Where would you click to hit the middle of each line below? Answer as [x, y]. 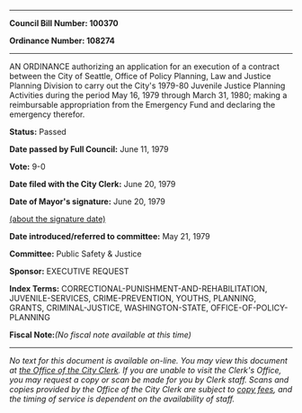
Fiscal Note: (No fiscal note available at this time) [100, 335]
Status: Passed [38, 132]
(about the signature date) [58, 219]
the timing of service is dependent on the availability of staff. [122, 399]
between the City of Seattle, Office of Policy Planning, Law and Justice [140, 76]
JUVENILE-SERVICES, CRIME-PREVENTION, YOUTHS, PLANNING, [133, 298]
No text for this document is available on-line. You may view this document [148, 360]
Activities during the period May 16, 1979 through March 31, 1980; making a [148, 95]
